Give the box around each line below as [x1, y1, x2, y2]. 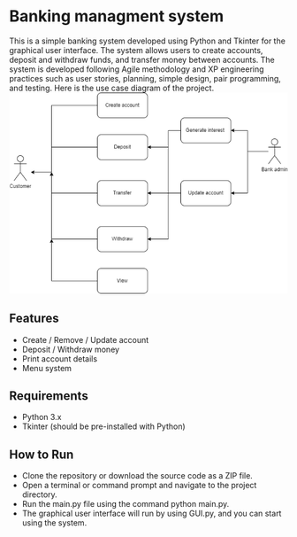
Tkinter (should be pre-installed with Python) [21, 421, 186, 432]
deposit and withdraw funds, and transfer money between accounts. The [9, 54, 276, 65]
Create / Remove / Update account [21, 334, 149, 345]
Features [9, 311, 59, 326]
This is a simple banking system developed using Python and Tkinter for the [9, 35, 286, 46]
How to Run [9, 447, 74, 462]
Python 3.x [21, 412, 62, 423]
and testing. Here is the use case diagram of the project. [9, 82, 215, 93]
